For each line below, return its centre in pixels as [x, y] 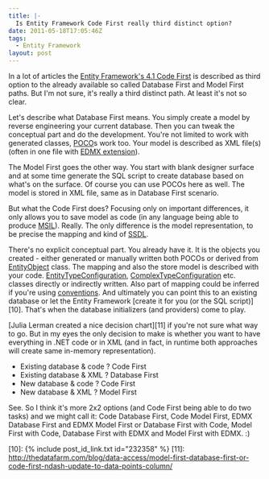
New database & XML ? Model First [78, 392]
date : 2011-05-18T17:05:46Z [56, 31]
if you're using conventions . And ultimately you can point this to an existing [133, 292]
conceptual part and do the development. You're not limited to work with [128, 134]
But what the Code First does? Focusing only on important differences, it [129, 209]
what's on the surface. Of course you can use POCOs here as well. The [127, 184]
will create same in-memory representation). [82, 351]
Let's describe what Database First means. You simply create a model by [129, 117]
